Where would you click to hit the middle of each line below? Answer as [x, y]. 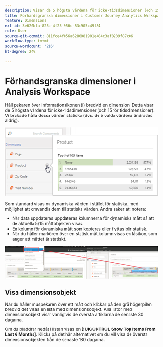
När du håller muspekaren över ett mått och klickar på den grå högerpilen [78, 304]
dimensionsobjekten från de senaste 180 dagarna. [55, 339]
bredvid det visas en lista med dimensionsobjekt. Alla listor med [69, 309]
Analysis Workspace [48, 91]
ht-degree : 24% [20, 51]
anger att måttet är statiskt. [39, 239]
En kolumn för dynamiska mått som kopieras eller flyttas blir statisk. [80, 229]
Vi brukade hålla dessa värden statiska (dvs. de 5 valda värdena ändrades [79, 116]
